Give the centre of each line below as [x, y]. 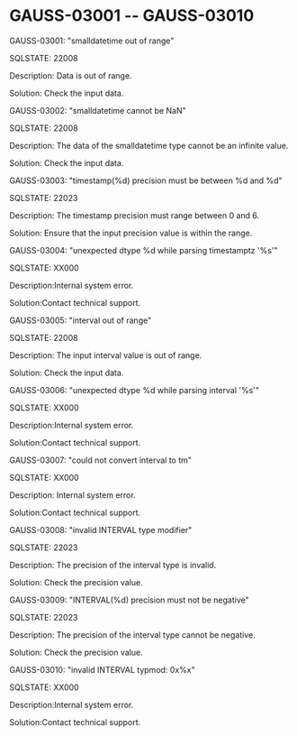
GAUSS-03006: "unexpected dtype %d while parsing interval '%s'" [134, 390]
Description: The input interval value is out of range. [106, 355]
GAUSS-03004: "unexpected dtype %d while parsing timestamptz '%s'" [144, 250]
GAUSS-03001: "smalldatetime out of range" [92, 41]
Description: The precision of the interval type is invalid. [113, 565]
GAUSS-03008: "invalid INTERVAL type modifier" [101, 529]
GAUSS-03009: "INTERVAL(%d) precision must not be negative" [129, 600]
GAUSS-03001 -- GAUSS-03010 [132, 16]
